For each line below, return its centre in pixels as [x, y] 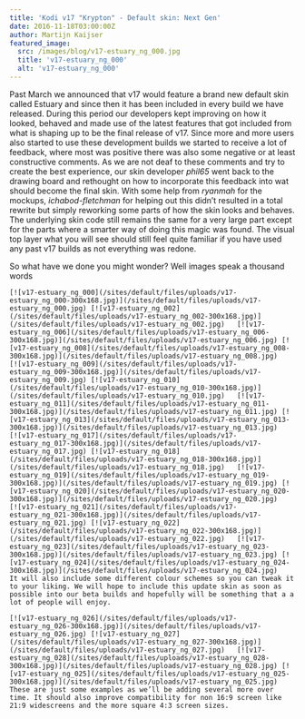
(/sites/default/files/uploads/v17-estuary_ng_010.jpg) [117, 396]
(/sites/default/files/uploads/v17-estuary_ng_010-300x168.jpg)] [135, 388]
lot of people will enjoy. [60, 602]
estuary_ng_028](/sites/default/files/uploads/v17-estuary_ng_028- [140, 658]
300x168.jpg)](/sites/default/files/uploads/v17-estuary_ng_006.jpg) [144, 340]
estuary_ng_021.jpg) [49, 523]
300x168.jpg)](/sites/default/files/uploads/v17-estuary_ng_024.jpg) [144, 570]
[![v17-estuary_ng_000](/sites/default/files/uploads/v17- [123, 292]
